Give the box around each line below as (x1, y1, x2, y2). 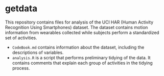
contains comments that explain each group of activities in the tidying (12, 60, 153, 66)
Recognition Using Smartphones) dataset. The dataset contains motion (5, 24, 148, 30)
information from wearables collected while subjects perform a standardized (5, 29, 160, 35)
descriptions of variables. (12, 50, 64, 55)
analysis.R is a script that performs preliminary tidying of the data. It (12, 54, 151, 60)
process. (12, 65, 30, 71)
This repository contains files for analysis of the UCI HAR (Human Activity (5, 19, 154, 25)
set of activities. (5, 35, 38, 41)
